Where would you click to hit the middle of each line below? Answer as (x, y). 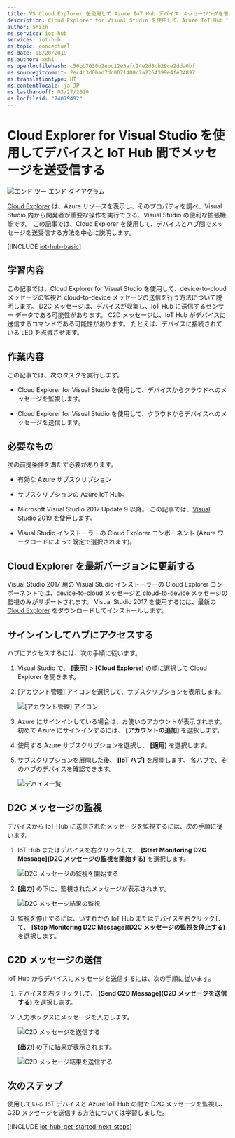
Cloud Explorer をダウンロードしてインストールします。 (87, 610)
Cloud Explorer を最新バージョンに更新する (101, 566)
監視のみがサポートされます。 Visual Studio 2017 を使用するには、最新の (112, 602)
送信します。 (66, 422)
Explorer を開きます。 (49, 677)
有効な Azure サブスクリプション (64, 480)
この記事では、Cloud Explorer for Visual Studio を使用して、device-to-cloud (117, 288)
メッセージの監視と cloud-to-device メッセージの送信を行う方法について (112, 297)
